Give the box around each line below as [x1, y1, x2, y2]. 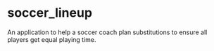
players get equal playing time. [7, 35, 96, 43]
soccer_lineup [7, 5, 93, 21]
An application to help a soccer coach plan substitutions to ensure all [7, 28, 208, 36]
